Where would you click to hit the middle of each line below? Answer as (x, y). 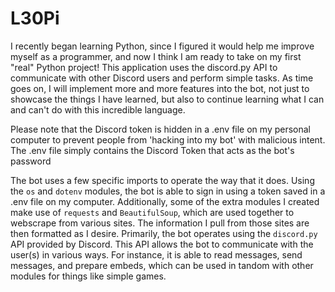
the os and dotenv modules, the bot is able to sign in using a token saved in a (168, 191)
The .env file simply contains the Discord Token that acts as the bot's (152, 150)
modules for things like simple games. (88, 276)
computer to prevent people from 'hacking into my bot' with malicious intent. (168, 139)
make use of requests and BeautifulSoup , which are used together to (152, 212)
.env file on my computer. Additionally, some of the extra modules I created (165, 201)
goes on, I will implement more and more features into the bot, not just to (160, 88)
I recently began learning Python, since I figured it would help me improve (162, 46)
